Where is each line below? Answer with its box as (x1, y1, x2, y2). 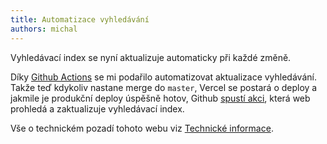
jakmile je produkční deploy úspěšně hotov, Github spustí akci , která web (10, 92, 311, 104)
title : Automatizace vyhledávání (10, 14, 150, 25)
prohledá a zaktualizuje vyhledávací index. (10, 102, 185, 115)
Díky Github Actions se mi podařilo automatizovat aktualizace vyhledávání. (10, 71, 317, 83)
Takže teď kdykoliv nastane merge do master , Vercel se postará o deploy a (10, 81, 318, 93)
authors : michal (10, 24, 78, 34)
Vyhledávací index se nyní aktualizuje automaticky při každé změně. (10, 51, 292, 63)
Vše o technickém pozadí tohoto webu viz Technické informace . (10, 122, 274, 134)
